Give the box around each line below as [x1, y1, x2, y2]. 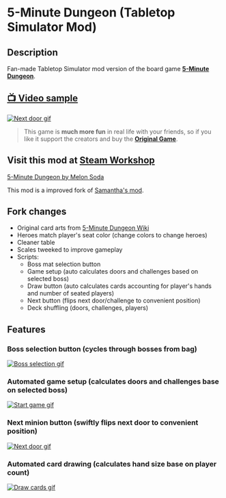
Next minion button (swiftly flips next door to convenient [7, 418, 199, 428]
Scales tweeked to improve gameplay [16, 246, 123, 254]
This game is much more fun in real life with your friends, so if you [23, 127, 212, 135]
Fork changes [7, 206, 67, 218]
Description [7, 47, 58, 58]
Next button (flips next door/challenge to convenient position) [27, 296, 201, 305]
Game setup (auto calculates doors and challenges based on [27, 267, 199, 276]
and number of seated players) [27, 289, 115, 298]
